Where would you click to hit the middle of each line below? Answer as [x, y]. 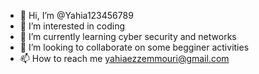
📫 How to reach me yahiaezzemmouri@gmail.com [124, 58]
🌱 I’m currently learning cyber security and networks [128, 36]
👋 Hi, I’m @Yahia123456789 [76, 15]
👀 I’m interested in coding [72, 26]
